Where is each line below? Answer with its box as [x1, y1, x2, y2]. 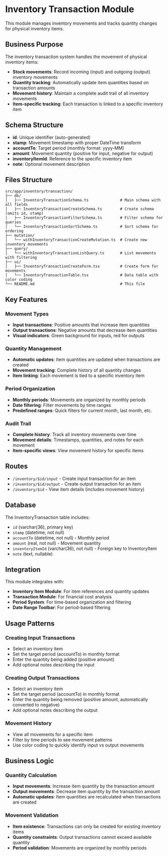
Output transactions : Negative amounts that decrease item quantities [12, 327, 157, 333]
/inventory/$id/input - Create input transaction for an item [12, 475, 136, 481]
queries [5, 220, 22, 225]
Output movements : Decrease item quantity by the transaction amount [12, 788, 160, 794]
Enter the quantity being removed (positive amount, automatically [12, 697, 148, 703]
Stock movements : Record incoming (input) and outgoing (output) [12, 69, 150, 75]
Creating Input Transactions [5, 634, 75, 641]
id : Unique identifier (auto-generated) [12, 134, 91, 140]
